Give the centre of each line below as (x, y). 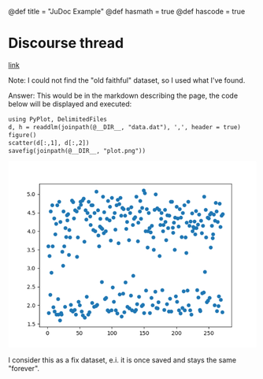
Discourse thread (66, 43)
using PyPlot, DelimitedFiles (58, 119)
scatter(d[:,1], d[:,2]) (49, 143)
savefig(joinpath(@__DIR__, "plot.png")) (77, 150)
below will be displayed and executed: (70, 104)
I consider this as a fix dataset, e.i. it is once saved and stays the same (122, 360)
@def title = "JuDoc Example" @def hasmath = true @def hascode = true (127, 11)
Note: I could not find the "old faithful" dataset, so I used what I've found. (127, 80)
